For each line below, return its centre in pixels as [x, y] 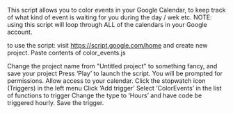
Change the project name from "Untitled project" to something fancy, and [112, 66]
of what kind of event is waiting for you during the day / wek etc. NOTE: [110, 17]
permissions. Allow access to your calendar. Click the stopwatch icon [106, 81]
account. [20, 32]
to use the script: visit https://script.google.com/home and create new [107, 45]
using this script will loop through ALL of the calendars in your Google [107, 25]
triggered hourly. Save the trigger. [56, 103]
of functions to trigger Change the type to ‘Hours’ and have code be [105, 95]
